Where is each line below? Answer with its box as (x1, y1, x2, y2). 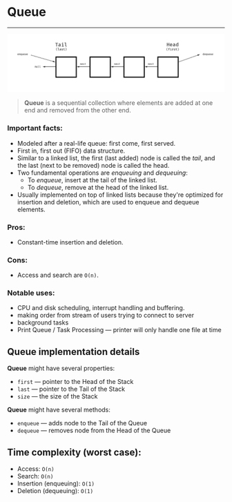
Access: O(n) (17, 465, 55, 473)
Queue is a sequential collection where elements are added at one (23, 99, 213, 107)
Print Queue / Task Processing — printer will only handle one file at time (17, 326, 222, 334)
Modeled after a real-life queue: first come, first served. (17, 139, 176, 147)
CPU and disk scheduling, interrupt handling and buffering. (17, 304, 185, 312)
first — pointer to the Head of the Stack (17, 378, 134, 386)
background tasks (17, 318, 69, 327)
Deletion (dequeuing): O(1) (17, 487, 94, 495)
